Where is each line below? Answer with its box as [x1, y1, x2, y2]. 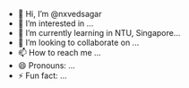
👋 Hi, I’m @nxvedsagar [17, 9, 102, 19]
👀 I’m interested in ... [17, 18, 94, 29]
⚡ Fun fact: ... [17, 70, 67, 81]
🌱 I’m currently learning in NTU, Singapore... [17, 28, 181, 38]
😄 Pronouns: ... [17, 60, 76, 71]
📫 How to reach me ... [17, 48, 101, 57]
